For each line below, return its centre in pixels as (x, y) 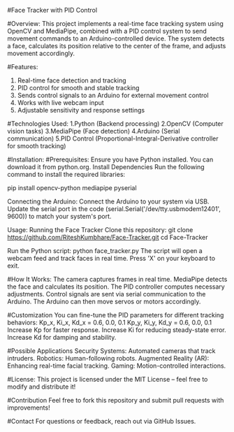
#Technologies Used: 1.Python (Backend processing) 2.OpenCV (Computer (115, 124)
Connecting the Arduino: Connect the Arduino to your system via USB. (108, 201)
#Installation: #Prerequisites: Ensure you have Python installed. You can (110, 159)
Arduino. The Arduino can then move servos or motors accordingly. (104, 301)
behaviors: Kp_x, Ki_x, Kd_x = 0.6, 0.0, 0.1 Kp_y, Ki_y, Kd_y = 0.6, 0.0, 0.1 (110, 322)
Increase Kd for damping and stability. (62, 337)
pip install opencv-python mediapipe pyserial (72, 188)
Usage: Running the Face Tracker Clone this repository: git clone (100, 230)
